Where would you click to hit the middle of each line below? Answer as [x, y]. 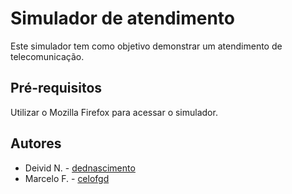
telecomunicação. [47, 56]
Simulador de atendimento [122, 18]
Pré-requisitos [56, 88]
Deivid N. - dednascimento [80, 168]
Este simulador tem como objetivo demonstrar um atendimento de [146, 46]
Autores [36, 143]
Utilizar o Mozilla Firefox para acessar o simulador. [114, 112]
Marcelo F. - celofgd [67, 178]
